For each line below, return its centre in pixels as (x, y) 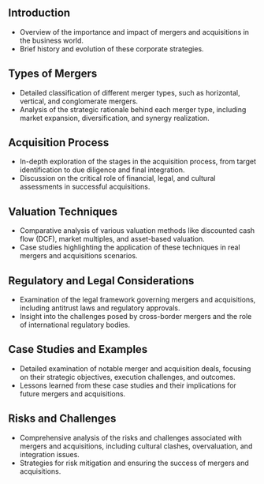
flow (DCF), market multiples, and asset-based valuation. (112, 239)
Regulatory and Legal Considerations (101, 281)
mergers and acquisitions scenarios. (78, 256)
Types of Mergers (53, 74)
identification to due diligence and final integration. (102, 170)
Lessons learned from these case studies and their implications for (128, 385)
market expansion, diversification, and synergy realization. (115, 118)
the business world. (52, 40)
